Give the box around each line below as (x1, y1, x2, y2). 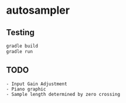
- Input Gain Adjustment (6, 81, 67, 87)
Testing (6, 27, 35, 38)
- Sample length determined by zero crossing (6, 91, 120, 97)
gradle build (6, 43, 38, 49)
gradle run (6, 48, 33, 54)
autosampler (6, 4, 70, 17)
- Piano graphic (6, 86, 46, 92)
